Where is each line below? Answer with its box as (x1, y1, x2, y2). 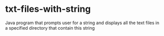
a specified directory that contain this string (5, 25, 95, 31)
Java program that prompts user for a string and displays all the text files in (5, 20, 160, 26)
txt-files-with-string (5, 3, 91, 15)
